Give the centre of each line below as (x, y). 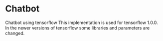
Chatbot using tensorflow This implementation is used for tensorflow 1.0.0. (81, 22)
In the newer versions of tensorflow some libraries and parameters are (78, 27)
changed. (15, 33)
